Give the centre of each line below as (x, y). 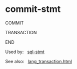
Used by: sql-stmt (25, 52)
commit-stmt (33, 9)
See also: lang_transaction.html (39, 61)
